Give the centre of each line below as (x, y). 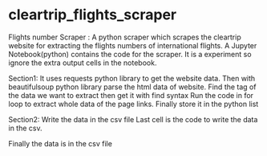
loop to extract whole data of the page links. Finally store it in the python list (133, 104)
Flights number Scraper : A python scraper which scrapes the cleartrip (125, 37)
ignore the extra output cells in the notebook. (83, 63)
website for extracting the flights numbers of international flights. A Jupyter (133, 45)
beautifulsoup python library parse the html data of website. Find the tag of (132, 87)
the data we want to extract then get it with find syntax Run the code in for (131, 95)
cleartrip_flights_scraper (93, 15)
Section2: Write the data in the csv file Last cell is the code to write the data (133, 119)
